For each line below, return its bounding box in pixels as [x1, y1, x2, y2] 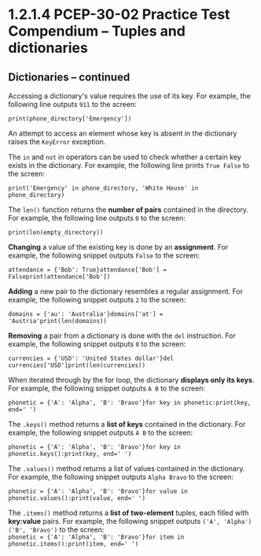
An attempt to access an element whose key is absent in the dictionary [8, 128, 237, 138]
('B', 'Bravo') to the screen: [8, 525, 105, 534]
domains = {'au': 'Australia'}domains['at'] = [8, 310, 164, 318]
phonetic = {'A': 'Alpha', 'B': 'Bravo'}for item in [8, 533, 185, 541]
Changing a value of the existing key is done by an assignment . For [8, 243, 229, 251]
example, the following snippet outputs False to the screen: [8, 250, 200, 260]
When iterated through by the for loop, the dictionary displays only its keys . [8, 376, 255, 384]
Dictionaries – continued [8, 70, 130, 83]
